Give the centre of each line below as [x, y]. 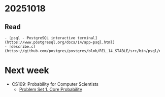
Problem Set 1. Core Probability [50, 89]
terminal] [87, 38]
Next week [27, 71]
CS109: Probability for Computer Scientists [55, 84]
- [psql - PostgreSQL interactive [40, 38]
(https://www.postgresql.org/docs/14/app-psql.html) [60, 42]
